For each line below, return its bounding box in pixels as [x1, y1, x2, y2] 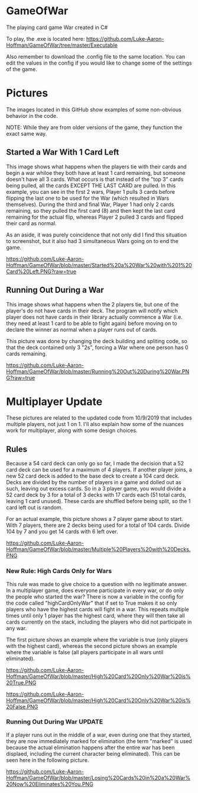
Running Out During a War [6, 285, 105, 295]
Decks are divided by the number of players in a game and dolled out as [6, 479, 181, 486]
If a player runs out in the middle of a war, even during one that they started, [6, 731, 191, 738]
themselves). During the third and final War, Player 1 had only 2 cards [6, 200, 174, 208]
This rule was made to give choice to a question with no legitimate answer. [6, 580, 188, 587]
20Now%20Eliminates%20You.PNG [6, 781, 93, 788]
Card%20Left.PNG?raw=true [6, 268, 77, 275]
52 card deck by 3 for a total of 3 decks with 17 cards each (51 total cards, [6, 491, 187, 498]
